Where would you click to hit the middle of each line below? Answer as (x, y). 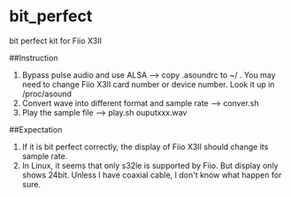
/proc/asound (47, 94)
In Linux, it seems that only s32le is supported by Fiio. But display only (150, 165)
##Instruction (34, 57)
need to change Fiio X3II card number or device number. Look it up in (148, 84)
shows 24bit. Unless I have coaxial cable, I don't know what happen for (152, 175)
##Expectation (36, 129)
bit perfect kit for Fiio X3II (55, 41)
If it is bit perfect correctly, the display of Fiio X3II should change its (145, 147)
